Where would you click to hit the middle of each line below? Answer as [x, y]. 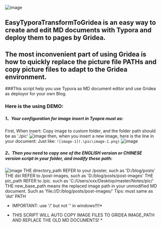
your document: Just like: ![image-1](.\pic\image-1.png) [63, 141]
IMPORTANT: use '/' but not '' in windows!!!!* [57, 206]
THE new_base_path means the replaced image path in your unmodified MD [81, 186]
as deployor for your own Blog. [36, 94]
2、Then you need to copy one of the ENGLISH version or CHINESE [73, 153]
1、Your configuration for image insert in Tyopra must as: [64, 118]
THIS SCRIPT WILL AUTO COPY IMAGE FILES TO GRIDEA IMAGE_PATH [83, 215]
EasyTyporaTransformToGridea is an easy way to [81, 23]
